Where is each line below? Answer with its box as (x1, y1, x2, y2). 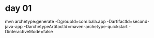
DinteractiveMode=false (5, 28, 53, 34)
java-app (5, 23, 23, 29)
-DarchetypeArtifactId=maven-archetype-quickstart (24, 23, 128, 29)
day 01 (5, 3, 32, 14)
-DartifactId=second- (107, 19, 150, 24)
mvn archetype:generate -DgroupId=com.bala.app (5, 19, 106, 24)
